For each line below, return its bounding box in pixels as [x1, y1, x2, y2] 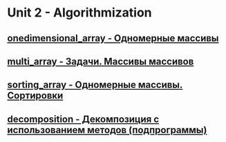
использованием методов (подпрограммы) [7, 124, 207, 136]
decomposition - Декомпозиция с [7, 113, 160, 125]
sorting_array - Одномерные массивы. [7, 79, 183, 91]
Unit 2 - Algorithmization [7, 5, 152, 21]
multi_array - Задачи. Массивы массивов [7, 55, 194, 67]
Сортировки [7, 90, 64, 101]
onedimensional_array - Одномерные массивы [7, 32, 219, 44]
